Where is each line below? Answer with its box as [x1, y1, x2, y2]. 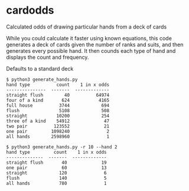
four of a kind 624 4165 [6, 97, 110, 103]
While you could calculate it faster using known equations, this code [6, 34, 172, 42]
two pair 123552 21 [6, 123, 110, 129]
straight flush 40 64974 [6, 92, 110, 98]
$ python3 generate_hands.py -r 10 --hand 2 [6, 144, 118, 150]
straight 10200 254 [6, 113, 110, 119]
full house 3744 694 [6, 102, 110, 109]
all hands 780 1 [6, 180, 107, 186]
